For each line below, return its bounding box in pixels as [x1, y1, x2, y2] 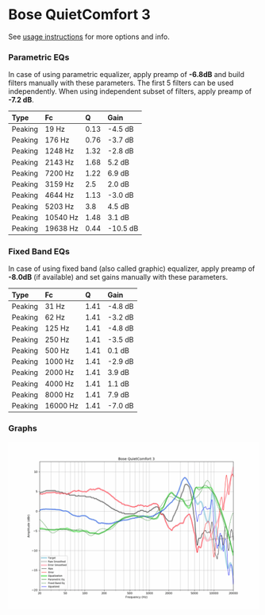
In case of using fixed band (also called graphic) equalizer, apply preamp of [8, 264, 255, 273]
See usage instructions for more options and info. [8, 32, 171, 41]
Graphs [8, 423, 37, 434]
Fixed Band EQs [8, 246, 70, 257]
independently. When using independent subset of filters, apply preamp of [8, 87, 252, 96]
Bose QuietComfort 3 [8, 6, 151, 24]
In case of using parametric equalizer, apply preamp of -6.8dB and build [8, 70, 244, 79]
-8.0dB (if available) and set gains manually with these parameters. [8, 273, 229, 282]
